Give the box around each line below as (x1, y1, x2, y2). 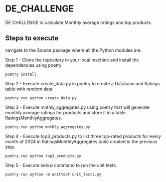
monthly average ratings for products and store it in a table (5, 109, 126, 115)
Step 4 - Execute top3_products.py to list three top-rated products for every (5, 133, 161, 139)
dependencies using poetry (5, 62, 62, 68)
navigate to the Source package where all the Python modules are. (5, 47, 142, 53)
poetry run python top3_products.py (5, 153, 81, 159)
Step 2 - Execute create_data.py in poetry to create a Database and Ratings (5, 80, 161, 86)
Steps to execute (5, 34, 59, 42)
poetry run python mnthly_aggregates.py (5, 124, 91, 130)
